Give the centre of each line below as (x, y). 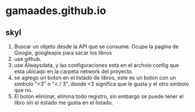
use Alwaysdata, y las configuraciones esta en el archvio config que (97, 65)
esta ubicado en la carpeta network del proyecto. (73, 71)
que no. (23, 90)
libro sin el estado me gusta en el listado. (63, 103)
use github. (28, 59)
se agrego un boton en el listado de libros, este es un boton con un (95, 78)
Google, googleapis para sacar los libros (63, 53)
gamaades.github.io (56, 11)
